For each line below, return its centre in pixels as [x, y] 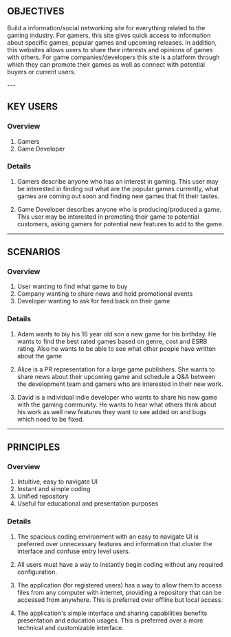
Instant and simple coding [54, 489]
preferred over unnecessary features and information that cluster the [114, 543]
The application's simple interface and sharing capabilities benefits [112, 613]
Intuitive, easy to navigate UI [57, 482]
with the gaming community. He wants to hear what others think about [117, 404]
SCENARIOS [34, 252]
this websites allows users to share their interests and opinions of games [110, 50]
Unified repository [43, 496]
